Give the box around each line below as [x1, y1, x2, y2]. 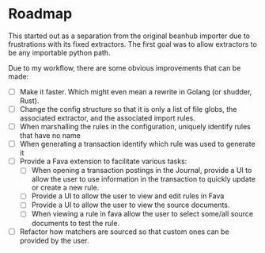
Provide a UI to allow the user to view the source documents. [31, 200, 230, 210]
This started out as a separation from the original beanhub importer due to [8, 31, 251, 40]
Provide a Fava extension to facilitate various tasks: [19, 156, 187, 167]
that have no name [19, 131, 81, 140]
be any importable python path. [8, 48, 111, 57]
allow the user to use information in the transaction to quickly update [31, 174, 256, 184]
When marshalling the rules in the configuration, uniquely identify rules [19, 122, 251, 132]
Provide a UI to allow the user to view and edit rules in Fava [31, 191, 225, 201]
